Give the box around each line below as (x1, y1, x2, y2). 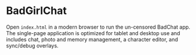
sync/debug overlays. (6, 42, 59, 49)
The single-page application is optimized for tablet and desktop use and (6, 29, 180, 36)
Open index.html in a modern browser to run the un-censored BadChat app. (6, 23, 191, 30)
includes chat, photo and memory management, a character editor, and (6, 36, 178, 43)
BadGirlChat (6, 4, 67, 18)
